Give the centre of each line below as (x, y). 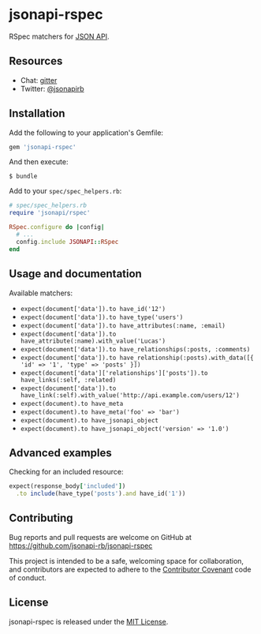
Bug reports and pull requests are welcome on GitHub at (101, 537)
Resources (36, 61)
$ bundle (23, 176)
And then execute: (39, 162)
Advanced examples (61, 453)
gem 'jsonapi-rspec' (43, 147)
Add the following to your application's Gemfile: (86, 133)
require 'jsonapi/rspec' (50, 213)
